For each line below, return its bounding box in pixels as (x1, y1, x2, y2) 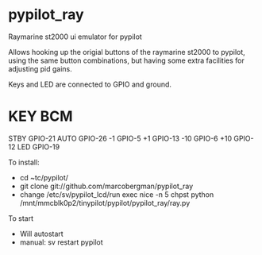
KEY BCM (8, 107, 73, 126)
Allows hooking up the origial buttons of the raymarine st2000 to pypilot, (8, 47, 246, 56)
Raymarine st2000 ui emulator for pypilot (8, 32, 143, 41)
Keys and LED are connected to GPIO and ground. (8, 79, 172, 89)
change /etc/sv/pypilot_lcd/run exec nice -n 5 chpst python (19, 189, 214, 199)
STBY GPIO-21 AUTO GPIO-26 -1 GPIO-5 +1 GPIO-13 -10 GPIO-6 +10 (8, 133, 233, 143)
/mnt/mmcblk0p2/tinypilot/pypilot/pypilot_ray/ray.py (19, 198, 191, 207)
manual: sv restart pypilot (19, 237, 103, 247)
